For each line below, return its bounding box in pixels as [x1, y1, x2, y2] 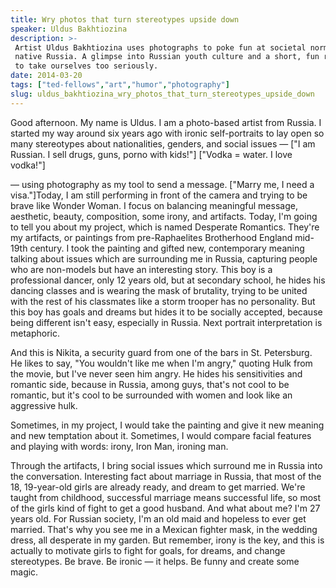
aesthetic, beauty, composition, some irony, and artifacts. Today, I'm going [10, 210, 318, 222]
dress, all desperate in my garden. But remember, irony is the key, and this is [10, 534, 325, 546]
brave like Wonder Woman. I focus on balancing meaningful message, [10, 199, 298, 211]
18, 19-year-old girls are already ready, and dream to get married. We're [10, 481, 306, 493]
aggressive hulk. [10, 399, 78, 411]
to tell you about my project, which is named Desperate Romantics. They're [10, 221, 320, 233]
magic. [10, 566, 39, 578]
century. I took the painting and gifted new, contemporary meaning [29, 242, 305, 254]
